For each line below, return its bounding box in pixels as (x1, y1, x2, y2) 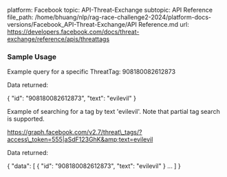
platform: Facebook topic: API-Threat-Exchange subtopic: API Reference (7, 6, 213, 14)
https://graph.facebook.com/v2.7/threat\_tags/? (7, 128, 142, 137)
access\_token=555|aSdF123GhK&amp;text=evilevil (7, 135, 153, 143)
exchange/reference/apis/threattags (7, 35, 110, 43)
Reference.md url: (138, 21, 189, 28)
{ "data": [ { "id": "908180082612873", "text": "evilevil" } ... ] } (7, 162, 181, 170)
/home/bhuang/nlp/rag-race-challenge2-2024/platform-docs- (34, 13, 212, 21)
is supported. (7, 115, 45, 123)
